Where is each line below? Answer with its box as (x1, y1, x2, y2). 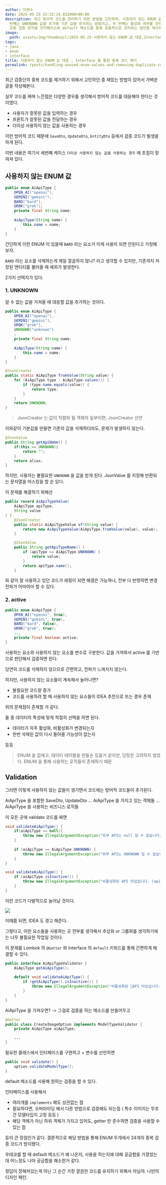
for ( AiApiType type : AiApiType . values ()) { (14, 377, 110, 383)
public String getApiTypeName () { (14, 545, 85, 550)
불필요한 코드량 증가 (12, 687, 51, 693)
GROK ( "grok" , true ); (14, 626, 56, 631)
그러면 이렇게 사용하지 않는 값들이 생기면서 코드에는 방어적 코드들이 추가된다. (5, 787, 153, 793)
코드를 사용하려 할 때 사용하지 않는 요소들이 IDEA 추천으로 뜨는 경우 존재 (12, 693, 152, 699)
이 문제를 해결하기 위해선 (5, 489, 53, 495)
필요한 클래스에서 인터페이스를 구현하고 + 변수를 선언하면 (5, 1050, 115, 1056)
